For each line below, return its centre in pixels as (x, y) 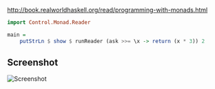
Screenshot (33, 63)
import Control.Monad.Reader (49, 23)
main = (17, 35)
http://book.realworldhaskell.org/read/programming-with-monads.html (107, 10)
